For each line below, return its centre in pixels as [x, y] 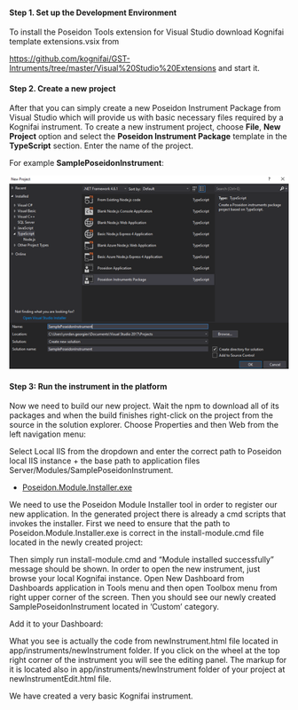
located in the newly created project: [76, 542]
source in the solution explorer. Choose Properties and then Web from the [144, 425]
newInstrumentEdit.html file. [61, 679]
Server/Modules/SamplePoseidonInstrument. [91, 470]
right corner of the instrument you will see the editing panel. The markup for [148, 660]
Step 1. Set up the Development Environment [93, 12]
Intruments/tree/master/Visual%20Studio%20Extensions [113, 68]
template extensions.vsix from [64, 42]
